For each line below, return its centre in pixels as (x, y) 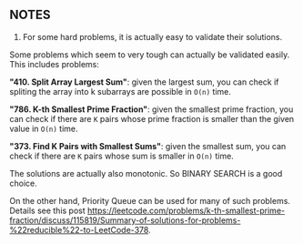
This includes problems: (55, 64)
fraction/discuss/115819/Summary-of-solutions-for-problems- (125, 220)
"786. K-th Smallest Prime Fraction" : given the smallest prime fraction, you (151, 109)
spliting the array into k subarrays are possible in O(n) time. (121, 91)
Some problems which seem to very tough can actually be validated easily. (150, 55)
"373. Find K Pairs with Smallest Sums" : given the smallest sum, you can (148, 146)
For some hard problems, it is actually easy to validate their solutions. (152, 36)
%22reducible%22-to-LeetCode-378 (79, 229)
